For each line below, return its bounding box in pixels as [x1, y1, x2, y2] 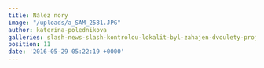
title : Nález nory [8, 11, 68, 20]
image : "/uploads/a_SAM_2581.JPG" [8, 19, 122, 27]
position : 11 [8, 41, 51, 48]
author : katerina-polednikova [8, 26, 108, 34]
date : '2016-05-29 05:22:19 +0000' [8, 48, 125, 55]
